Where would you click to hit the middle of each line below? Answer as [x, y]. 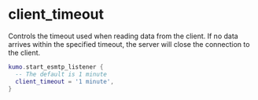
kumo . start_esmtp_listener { [56, 67]
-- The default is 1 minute [61, 74]
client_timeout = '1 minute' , [64, 81]
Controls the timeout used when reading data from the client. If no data [123, 36]
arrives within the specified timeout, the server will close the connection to [129, 44]
